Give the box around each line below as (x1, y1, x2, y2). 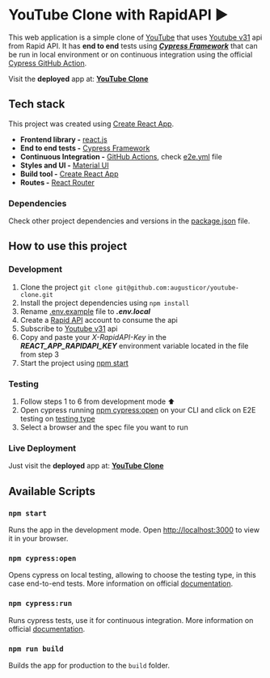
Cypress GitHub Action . (8, 58, 87, 68)
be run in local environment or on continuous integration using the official (8, 49, 253, 59)
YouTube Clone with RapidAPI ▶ (8, 6, 229, 24)
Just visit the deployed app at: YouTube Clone (8, 461, 164, 471)
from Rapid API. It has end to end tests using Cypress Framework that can (8, 40, 258, 50)
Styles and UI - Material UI (19, 160, 109, 170)
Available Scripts (8, 484, 95, 498)
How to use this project (8, 239, 128, 253)
